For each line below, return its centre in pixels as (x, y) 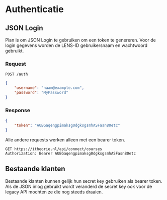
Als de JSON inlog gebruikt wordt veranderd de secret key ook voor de (79, 186)
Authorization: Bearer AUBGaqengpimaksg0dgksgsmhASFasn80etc (71, 153)
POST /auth (17, 74)
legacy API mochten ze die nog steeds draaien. (54, 192)
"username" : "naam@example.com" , (49, 88)
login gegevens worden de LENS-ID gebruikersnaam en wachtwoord (76, 45)
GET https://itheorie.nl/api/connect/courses (54, 149)
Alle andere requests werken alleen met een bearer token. (65, 139)
